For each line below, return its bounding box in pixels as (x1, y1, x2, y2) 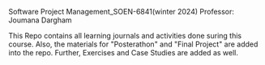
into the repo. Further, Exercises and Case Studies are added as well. (8, 48, 239, 57)
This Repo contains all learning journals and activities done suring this (8, 31, 241, 40)
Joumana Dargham (8, 15, 72, 25)
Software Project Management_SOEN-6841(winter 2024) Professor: (8, 7, 235, 16)
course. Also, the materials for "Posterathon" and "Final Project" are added (8, 39, 259, 49)
